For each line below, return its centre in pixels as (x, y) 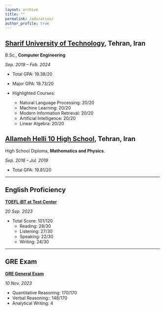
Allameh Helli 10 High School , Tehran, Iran (70, 139)
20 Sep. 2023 (19, 211)
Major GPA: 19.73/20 (33, 84)
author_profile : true (27, 23)
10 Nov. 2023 (18, 283)
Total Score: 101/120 (32, 221)
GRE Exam (21, 262)
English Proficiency (36, 190)
